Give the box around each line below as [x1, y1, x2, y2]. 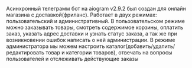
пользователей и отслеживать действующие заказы [6, 56, 139, 62]
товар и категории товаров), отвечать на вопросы [45, 49, 173, 56]
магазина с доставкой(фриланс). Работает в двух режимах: [6, 11, 157, 18]
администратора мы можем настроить [6, 43, 105, 50]
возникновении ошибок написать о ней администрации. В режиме [6, 37, 175, 43]
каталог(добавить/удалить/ [106, 43, 175, 50]
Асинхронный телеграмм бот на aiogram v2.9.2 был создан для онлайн [6, 5, 186, 12]
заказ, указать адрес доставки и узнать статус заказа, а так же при [6, 30, 177, 37]
